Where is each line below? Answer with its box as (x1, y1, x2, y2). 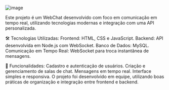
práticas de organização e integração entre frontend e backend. (5, 79, 139, 85)
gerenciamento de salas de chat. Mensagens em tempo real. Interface (5, 68, 152, 74)
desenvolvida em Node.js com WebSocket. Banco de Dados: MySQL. (5, 43, 149, 48)
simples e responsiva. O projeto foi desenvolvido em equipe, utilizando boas (5, 73, 164, 79)
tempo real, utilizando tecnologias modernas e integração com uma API (5, 20, 154, 26)
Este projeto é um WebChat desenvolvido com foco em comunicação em (5, 15, 157, 20)
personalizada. (5, 25, 36, 31)
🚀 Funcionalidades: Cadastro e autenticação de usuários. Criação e (5, 63, 146, 69)
